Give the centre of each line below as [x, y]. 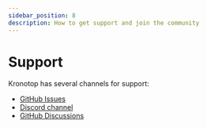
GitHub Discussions [52, 116]
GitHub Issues [42, 99]
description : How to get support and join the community [104, 23]
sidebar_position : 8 [42, 15]
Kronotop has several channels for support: [79, 84]
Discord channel [46, 107]
